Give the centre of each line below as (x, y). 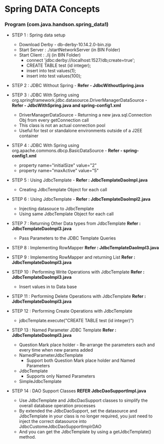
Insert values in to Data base (48, 287)
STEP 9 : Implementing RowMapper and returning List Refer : (73, 257)
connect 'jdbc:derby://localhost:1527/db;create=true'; (81, 60)
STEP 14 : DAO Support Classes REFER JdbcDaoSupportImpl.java (79, 391)
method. (27, 437)
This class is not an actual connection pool (62, 125)
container (29, 136)
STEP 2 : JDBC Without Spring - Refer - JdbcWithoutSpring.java (78, 86)
